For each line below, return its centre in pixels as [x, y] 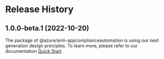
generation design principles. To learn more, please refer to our [72, 46]
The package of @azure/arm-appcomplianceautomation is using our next [82, 40]
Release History [39, 9]
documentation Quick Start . [34, 51]
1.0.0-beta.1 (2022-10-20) [47, 28]
